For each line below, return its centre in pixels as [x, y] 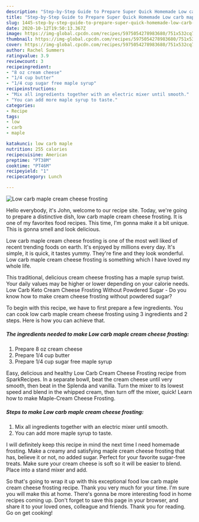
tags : [13, 116]
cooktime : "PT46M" [29, 166]
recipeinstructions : [32, 89]
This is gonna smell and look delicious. [53, 229]
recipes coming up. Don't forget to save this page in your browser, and [92, 500]
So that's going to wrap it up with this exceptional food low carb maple [92, 481]
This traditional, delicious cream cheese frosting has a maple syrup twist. [95, 277]
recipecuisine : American [37, 155]
